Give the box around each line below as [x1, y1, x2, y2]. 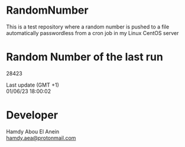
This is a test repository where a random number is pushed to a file [6, 23, 170, 30]
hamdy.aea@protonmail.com [6, 134, 76, 141]
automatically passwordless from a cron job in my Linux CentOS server [6, 29, 179, 36]
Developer [6, 108, 58, 122]
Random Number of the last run [6, 50, 164, 64]
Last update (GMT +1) [6, 81, 59, 88]
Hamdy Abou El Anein [6, 128, 60, 135]
